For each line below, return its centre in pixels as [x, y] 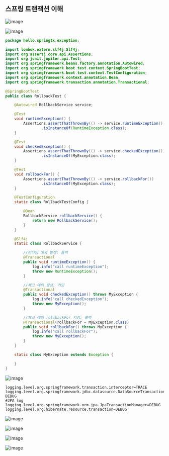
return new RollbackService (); [65, 220]
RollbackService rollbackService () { [63, 216]
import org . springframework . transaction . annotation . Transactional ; [77, 82]
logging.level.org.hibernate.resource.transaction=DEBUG [66, 409]
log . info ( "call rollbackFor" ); [65, 332]
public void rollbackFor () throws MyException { [75, 327]
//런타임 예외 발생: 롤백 [46, 253]
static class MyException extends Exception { [64, 354]
